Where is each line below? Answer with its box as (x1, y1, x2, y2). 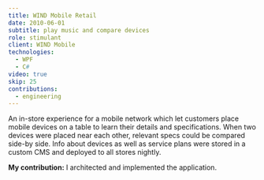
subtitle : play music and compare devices (8, 26, 150, 34)
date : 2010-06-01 (8, 19, 65, 27)
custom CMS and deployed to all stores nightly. (8, 148, 162, 157)
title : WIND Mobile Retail (8, 11, 97, 20)
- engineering (15, 92, 61, 100)
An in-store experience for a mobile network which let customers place (8, 114, 240, 123)
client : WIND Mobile (8, 41, 76, 49)
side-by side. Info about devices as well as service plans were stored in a (8, 139, 246, 148)
